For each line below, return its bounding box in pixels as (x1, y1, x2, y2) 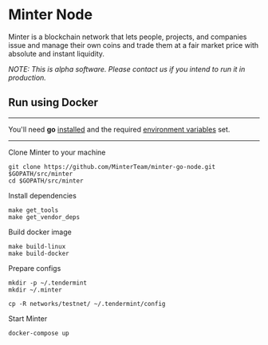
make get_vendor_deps (8, 213, 81, 221)
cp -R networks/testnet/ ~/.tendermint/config (8, 300, 166, 308)
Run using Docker (8, 96, 98, 109)
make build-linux (8, 242, 66, 250)
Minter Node (8, 6, 93, 24)
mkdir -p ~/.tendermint (8, 279, 88, 287)
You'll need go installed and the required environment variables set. (8, 124, 231, 134)
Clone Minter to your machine (8, 147, 106, 157)
